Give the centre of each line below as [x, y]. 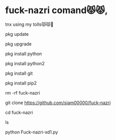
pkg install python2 [25, 63]
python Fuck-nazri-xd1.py [32, 132]
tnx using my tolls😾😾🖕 [29, 24]
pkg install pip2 [21, 83]
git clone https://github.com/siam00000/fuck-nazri [58, 103]
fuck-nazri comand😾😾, [56, 10]
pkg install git [19, 73]
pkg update [17, 34]
